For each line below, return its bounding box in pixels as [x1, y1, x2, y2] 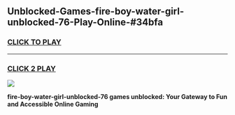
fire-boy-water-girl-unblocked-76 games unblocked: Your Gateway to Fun [7, 92, 228, 100]
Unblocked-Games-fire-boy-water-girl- [7, 6, 185, 17]
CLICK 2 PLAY [7, 63, 56, 73]
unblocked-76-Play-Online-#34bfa [7, 17, 163, 29]
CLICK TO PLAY [7, 38, 62, 47]
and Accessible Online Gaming [7, 100, 99, 108]
